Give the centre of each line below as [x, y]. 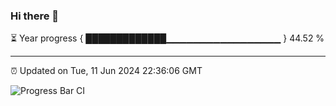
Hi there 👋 [35, 16]
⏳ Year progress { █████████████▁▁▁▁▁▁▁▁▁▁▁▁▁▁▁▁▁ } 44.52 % [167, 38]
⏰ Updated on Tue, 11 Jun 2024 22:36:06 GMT [106, 71]
